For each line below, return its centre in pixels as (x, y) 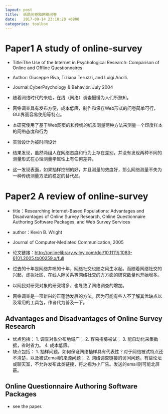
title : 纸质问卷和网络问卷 (31, 15)
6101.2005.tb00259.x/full (38, 258)
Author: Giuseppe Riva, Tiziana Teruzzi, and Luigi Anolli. (70, 78)
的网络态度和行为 (30, 131)
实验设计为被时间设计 (34, 142)
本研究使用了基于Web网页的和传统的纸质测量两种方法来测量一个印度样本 (88, 125)
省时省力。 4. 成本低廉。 (47, 345)
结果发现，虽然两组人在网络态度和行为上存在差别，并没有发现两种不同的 (87, 153)
